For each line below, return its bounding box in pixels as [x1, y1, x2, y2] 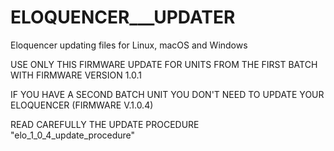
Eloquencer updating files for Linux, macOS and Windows [10, 39, 248, 51]
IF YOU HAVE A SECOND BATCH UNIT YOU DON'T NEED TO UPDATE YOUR [10, 88, 325, 100]
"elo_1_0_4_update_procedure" [10, 129, 136, 141]
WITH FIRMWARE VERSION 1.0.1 [10, 69, 143, 81]
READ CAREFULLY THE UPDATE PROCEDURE [10, 118, 200, 130]
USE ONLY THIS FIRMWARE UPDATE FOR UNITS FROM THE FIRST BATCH [10, 58, 318, 70]
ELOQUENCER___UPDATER [10, 6, 236, 29]
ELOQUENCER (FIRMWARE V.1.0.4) [10, 99, 154, 111]
